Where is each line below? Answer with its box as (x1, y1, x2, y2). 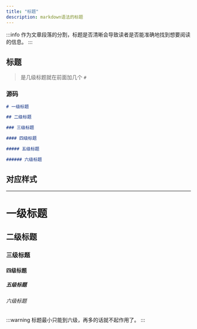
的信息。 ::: (6, 38, 33, 45)
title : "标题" (6, 8, 39, 15)
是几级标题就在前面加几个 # (20, 74, 87, 81)
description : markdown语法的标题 (6, 14, 83, 20)
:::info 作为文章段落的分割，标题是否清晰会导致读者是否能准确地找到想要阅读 (6, 31, 191, 38)
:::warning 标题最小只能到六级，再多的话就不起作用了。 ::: (6, 317, 145, 324)
